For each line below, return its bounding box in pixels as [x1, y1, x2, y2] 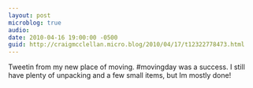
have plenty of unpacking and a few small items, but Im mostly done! [8, 71, 232, 80]
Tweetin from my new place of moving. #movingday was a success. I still [8, 62, 246, 71]
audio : [8, 26, 30, 34]
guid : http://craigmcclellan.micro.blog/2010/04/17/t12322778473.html [8, 41, 245, 49]
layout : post [8, 11, 51, 20]
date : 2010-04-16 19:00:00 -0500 [8, 33, 118, 42]
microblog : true [8, 19, 61, 27]
